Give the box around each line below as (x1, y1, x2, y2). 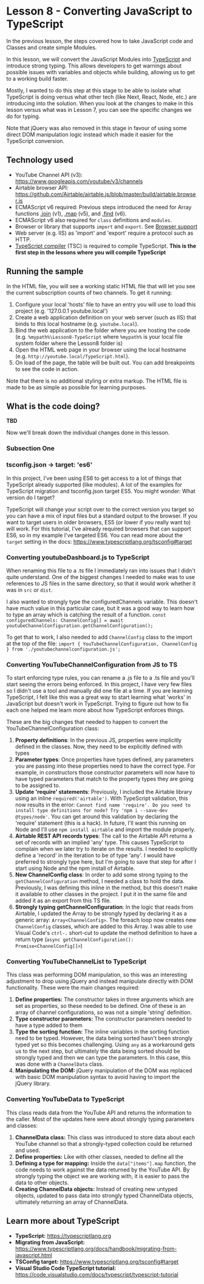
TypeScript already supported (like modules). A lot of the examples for (6, 481, 183, 488)
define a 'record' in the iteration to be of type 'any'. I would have (15, 852, 176, 859)
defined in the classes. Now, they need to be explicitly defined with (15, 743, 183, 751)
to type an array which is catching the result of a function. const (6, 611, 166, 618)
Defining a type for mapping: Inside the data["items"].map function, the (15, 1159, 196, 1167)
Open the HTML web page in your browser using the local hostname (15, 345, 186, 353)
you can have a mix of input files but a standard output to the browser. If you (6, 512, 198, 519)
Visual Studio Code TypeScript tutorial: (15, 1264, 117, 1272)
